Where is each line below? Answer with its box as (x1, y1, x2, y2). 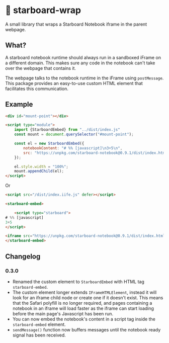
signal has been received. (12, 332, 66, 338)
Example (5, 100, 33, 109)
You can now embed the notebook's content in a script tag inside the (12, 316, 156, 322)
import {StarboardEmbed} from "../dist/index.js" (14, 127, 121, 132)
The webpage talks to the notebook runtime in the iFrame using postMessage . (5, 75, 164, 81)
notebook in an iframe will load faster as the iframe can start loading (12, 305, 154, 311)
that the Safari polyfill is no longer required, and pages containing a (12, 300, 152, 306)
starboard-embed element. (12, 321, 66, 327)
